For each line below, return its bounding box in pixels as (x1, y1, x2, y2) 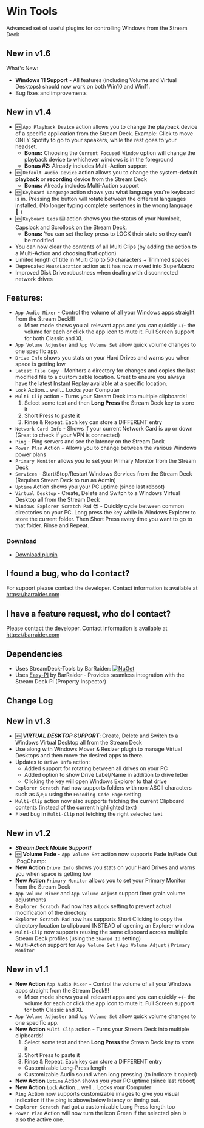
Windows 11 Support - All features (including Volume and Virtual (15, 76, 177, 83)
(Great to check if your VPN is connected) (15, 431, 120, 439)
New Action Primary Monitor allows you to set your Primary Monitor (15, 877, 186, 884)
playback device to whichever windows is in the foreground (24, 156, 174, 163)
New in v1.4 (6, 107, 52, 117)
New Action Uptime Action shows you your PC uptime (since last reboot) (15, 1077, 196, 1084)
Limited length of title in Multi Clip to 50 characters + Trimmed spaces (15, 256, 190, 263)
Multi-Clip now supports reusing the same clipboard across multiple (15, 928, 188, 936)
